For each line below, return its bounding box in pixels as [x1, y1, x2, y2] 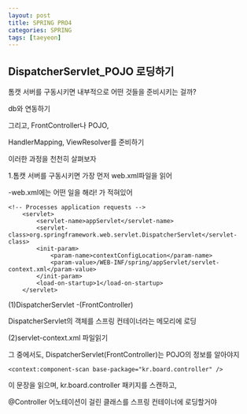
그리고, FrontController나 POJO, [8, 121, 109, 130]
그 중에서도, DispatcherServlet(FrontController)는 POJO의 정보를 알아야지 [8, 350, 240, 360]
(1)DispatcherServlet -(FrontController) [8, 300, 134, 310]
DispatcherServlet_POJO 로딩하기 [8, 65, 175, 78]
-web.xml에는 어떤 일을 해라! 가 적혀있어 [8, 188, 133, 197]
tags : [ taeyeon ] [8, 33, 61, 42]
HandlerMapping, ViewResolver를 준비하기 [8, 137, 145, 147]
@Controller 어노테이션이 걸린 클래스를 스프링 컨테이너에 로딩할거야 [8, 397, 218, 407]
